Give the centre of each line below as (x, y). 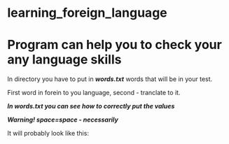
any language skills (64, 60)
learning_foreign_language (87, 13)
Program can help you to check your (114, 45)
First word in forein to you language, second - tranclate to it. (94, 93)
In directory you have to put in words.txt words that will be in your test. (110, 79)
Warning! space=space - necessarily (63, 120)
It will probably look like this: (48, 134)
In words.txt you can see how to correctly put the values (91, 106)
